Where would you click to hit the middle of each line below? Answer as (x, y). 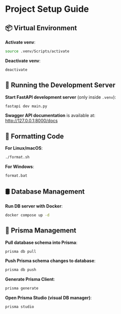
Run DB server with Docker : (34, 206)
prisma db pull (21, 251)
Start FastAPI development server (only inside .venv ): (60, 97)
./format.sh (17, 157)
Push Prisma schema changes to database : (50, 261)
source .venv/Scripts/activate (37, 51)
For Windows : (20, 167)
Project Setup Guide (47, 9)
